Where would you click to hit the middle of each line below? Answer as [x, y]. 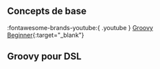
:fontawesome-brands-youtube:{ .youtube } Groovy [80, 27]
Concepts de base [47, 11]
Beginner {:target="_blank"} [46, 35]
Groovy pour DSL [44, 56]
